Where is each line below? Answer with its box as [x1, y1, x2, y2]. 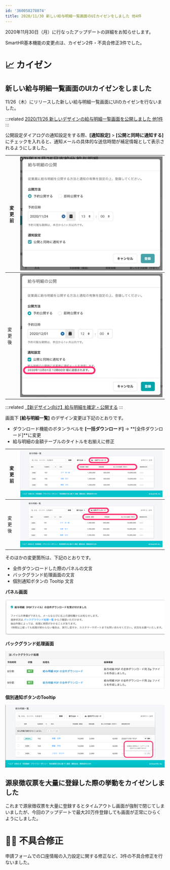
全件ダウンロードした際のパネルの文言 [12, 565, 93, 571]
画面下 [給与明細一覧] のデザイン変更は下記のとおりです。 [5, 415, 126, 421]
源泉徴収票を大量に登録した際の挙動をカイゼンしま [5, 779, 165, 787]
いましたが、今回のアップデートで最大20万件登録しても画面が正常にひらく [5, 809, 161, 815]
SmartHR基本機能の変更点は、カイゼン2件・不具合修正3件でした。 [5, 40, 145, 46]
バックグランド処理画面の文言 [12, 571, 75, 577]
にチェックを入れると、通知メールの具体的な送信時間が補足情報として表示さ [5, 138, 165, 144]
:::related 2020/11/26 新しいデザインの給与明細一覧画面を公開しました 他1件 [5, 116, 163, 122]
